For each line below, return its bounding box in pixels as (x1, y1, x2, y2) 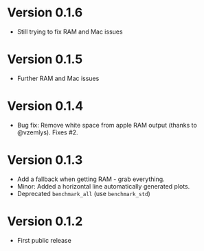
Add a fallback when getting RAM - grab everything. (16, 175, 165, 183)
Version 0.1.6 (7, 5, 83, 21)
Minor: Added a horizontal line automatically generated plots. (16, 182, 190, 190)
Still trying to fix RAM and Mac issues (16, 27, 123, 36)
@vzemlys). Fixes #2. (16, 128, 78, 136)
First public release (16, 236, 72, 244)
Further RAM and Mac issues (16, 74, 100, 82)
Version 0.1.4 (7, 98, 84, 114)
